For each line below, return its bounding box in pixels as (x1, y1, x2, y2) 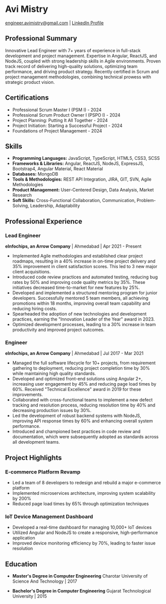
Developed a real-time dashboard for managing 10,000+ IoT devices (12, 525, 152, 531)
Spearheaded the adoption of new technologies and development (12, 311, 147, 317)
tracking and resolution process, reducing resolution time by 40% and (12, 402, 156, 408)
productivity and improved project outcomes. (12, 327, 105, 333)
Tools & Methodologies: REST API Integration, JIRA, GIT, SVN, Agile (12, 176, 152, 182)
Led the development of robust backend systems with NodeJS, (12, 413, 141, 419)
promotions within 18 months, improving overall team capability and (12, 300, 150, 306)
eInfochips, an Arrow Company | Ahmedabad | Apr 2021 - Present (5, 243, 142, 249)
